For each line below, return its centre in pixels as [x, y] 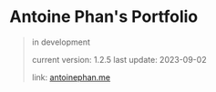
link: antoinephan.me [71, 77]
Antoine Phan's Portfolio [104, 17]
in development [61, 42]
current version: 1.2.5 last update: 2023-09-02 [119, 59]
